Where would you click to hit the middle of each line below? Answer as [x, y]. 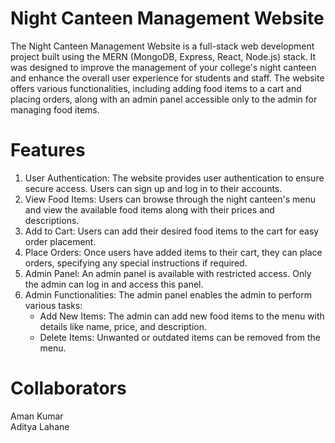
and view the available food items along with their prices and [149, 209]
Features [48, 150]
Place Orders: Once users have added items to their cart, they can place [173, 252]
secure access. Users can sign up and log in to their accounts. [153, 188]
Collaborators [68, 388]
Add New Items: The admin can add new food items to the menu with [182, 316]
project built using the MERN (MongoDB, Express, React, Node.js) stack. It [163, 56]
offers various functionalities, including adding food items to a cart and [156, 88]
